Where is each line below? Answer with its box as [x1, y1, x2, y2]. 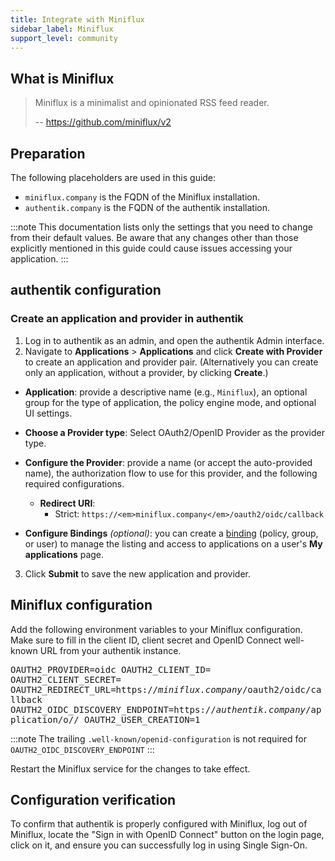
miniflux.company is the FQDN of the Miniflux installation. [24, 191, 260, 203]
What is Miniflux [10, 70, 115, 87]
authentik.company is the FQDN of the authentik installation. [24, 202, 271, 213]
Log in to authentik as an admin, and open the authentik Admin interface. [24, 334, 325, 346]
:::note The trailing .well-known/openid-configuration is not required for [10, 732, 307, 745]
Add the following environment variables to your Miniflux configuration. [10, 623, 303, 635]
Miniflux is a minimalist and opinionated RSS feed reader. [34, 97, 270, 109]
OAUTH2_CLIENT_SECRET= [10, 674, 122, 685]
